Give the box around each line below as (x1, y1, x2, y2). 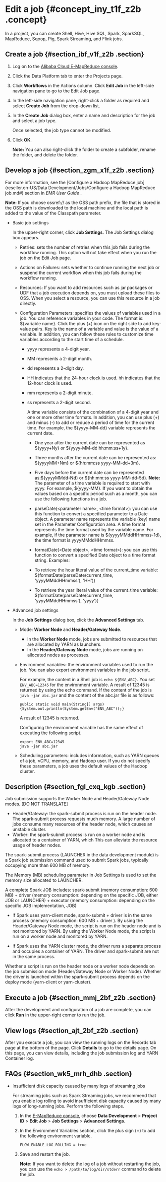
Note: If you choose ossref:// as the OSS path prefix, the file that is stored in (5, 200, 161, 206)
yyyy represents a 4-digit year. (27, 346, 90, 352)
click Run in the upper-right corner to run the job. (5, 1012, 106, 1018)
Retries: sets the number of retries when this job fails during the (19, 244, 150, 250)
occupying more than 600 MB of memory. (5, 862, 91, 868)
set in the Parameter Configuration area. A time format (34, 521, 146, 527)
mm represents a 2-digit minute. (27, 390, 93, 396)
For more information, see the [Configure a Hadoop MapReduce (5, 179, 136, 185)
